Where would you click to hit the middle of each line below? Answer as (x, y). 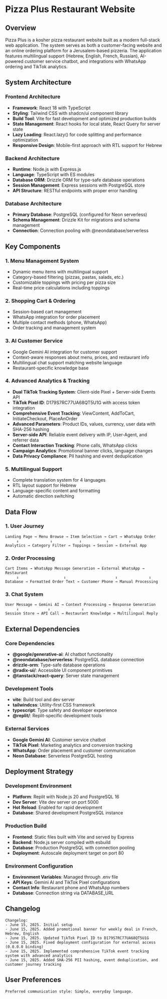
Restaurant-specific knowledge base (50, 368)
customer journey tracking (33, 964)
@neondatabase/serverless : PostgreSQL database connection (78, 660)
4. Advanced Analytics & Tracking (48, 381)
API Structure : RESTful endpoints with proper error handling (75, 190)
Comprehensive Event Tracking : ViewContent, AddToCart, (74, 413)
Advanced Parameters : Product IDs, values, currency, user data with (84, 424)
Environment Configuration (39, 866)
